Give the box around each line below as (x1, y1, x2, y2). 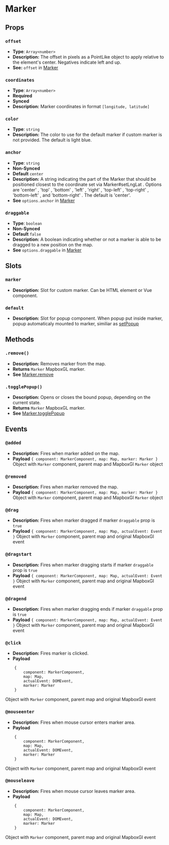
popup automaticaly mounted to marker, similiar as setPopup (12, 321, 139, 327)
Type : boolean (12, 220, 42, 226)
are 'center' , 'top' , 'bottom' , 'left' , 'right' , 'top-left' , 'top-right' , (12, 186, 149, 192)
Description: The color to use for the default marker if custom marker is (12, 132, 162, 138)
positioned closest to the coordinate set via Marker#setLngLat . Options (12, 181, 162, 187)
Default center (12, 170, 44, 177)
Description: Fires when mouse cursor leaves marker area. (12, 788, 136, 794)
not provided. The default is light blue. (12, 137, 92, 143)
